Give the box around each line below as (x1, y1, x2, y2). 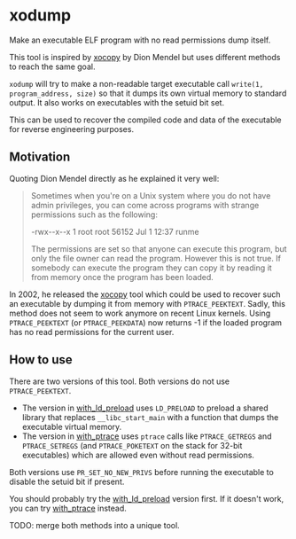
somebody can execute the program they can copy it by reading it (30, 262, 272, 273)
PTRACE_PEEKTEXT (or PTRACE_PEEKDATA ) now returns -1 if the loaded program (9, 316, 282, 328)
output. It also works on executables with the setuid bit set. (9, 97, 224, 107)
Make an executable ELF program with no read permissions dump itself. (9, 35, 271, 45)
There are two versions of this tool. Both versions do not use (9, 376, 230, 387)
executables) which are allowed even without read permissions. (21, 449, 255, 460)
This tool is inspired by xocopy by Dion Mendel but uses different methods (9, 51, 281, 62)
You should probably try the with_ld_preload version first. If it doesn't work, (9, 493, 284, 504)
